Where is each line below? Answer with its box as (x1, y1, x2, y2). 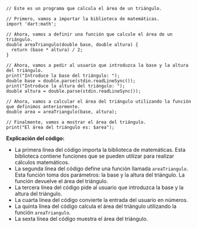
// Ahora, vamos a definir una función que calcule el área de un (6, 31, 173, 37)
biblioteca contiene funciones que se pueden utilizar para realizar (14, 152, 175, 159)
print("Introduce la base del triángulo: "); (6, 73, 120, 79)
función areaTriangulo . (14, 209, 71, 216)
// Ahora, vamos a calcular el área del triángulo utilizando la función (6, 99, 192, 105)
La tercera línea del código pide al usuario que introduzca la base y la (14, 184, 184, 191)
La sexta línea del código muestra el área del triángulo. (14, 216, 149, 222)
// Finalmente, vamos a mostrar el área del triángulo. (6, 119, 146, 125)
